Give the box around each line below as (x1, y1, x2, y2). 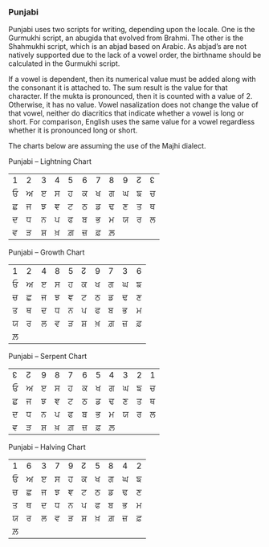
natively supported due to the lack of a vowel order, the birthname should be (8, 51, 262, 60)
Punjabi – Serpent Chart (8, 352, 88, 361)
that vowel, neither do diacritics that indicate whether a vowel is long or (8, 108, 245, 118)
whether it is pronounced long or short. (8, 125, 138, 135)
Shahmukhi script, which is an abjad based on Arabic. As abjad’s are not (8, 42, 247, 51)
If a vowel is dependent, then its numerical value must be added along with (8, 75, 256, 84)
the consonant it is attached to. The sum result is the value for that (8, 83, 228, 92)
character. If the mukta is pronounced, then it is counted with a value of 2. (8, 92, 253, 101)
